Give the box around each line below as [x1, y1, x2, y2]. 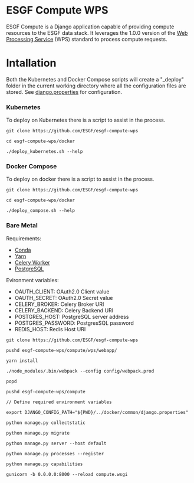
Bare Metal [6, 221, 38, 230]
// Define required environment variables [6, 399, 112, 405]
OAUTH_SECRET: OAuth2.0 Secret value [14, 294, 113, 301]
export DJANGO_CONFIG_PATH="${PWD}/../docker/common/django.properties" [6, 409, 189, 415]
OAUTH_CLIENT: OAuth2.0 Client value [14, 288, 110, 295]
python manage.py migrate [6, 430, 70, 436]
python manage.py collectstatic [6, 420, 86, 426]
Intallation [6, 57, 57, 70]
